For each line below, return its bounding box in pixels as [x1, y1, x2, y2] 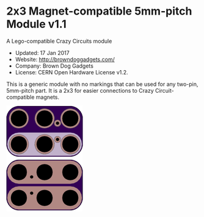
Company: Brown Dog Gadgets [15, 62, 93, 69]
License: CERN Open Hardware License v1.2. [15, 68, 128, 76]
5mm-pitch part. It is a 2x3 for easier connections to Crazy [6, 87, 154, 94]
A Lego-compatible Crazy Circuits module [6, 37, 112, 44]
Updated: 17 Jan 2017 [15, 49, 70, 56]
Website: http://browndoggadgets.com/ [15, 55, 115, 63]
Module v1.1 [6, 17, 67, 31]
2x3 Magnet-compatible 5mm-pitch [6, 4, 192, 18]
